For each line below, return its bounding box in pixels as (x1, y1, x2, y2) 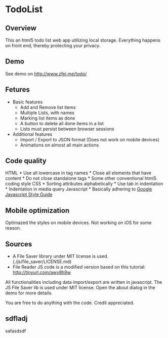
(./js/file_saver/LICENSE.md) (12, 258, 72, 265)
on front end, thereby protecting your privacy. (5, 43, 101, 49)
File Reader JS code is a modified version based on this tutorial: (12, 264, 146, 270)
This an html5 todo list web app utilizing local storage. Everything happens (5, 37, 161, 43)
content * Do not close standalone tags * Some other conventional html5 (5, 175, 157, 181)
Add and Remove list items (20, 104, 76, 110)
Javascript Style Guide (5, 192, 53, 198)
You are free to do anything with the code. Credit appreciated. (5, 300, 135, 306)
